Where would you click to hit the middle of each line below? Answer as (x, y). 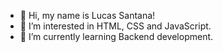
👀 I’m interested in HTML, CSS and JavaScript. (115, 26)
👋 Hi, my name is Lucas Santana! (87, 15)
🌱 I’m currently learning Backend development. (116, 36)
